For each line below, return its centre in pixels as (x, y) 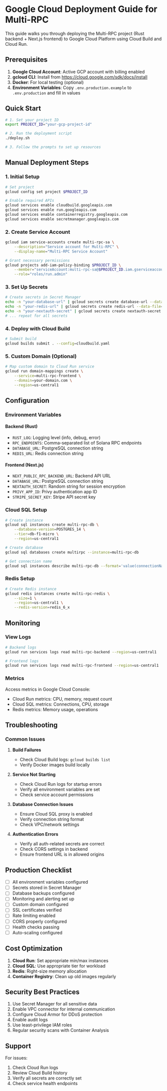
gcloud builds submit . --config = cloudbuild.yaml (58, 344)
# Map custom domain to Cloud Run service (50, 366)
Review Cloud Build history (40, 1073)
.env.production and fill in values (46, 92)
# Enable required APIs (30, 201)
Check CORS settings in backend (54, 849)
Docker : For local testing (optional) (48, 82)
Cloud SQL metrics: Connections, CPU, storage (61, 704)
